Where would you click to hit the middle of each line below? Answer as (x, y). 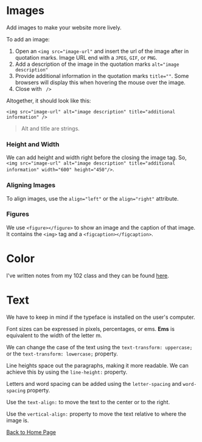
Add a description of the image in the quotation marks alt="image (97, 64)
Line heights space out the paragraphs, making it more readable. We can (97, 365)
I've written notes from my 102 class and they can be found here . (88, 276)
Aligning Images (31, 185)
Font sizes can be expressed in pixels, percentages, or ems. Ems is (91, 329)
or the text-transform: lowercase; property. (62, 354)
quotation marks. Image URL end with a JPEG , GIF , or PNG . (86, 57)
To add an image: (28, 39)
